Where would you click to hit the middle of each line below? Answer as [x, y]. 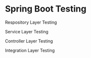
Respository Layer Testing [31, 22]
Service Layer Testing [27, 31]
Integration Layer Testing [30, 50]
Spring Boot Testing [46, 9]
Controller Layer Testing [29, 41]
